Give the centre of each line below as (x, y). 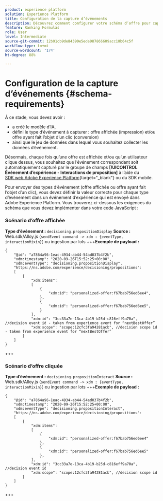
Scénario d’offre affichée (35, 221)
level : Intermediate (26, 37)
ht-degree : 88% (20, 55)
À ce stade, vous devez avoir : (35, 117)
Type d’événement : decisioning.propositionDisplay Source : (68, 231)
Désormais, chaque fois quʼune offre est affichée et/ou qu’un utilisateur (76, 157)
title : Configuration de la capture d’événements (56, 19)
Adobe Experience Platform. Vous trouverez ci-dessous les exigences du (78, 203)
